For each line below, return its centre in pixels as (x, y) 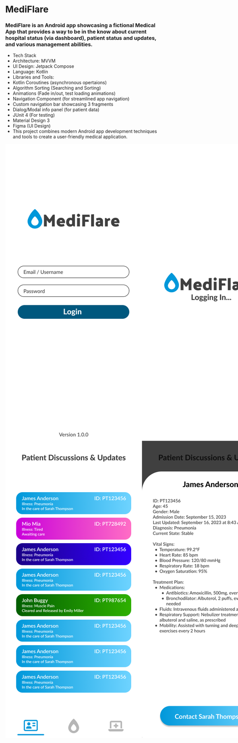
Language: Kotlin (30, 72)
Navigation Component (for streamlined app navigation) (71, 99)
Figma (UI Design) (32, 126)
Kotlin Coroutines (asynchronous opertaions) (59, 83)
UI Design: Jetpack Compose (43, 66)
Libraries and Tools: (33, 77)
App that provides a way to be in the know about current (76, 32)
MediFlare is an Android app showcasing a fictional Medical (80, 25)
